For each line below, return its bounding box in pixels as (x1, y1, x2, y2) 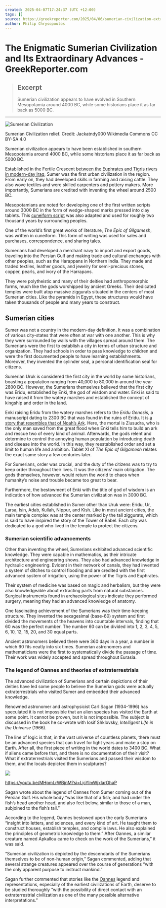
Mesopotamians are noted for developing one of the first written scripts (5, 202, 151, 208)
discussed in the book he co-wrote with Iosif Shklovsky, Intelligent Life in (5, 719, 154, 725)
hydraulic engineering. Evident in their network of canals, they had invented (5, 562, 159, 568)
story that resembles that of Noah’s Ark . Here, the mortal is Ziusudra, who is (5, 420, 160, 426)
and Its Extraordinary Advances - (5, 53, 144, 65)
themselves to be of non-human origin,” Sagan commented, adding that (5, 856, 151, 862)
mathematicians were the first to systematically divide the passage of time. (5, 649, 158, 655)
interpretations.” (5, 897, 38, 903)
